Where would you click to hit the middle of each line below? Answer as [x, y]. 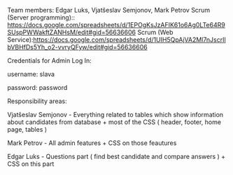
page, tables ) [27, 129]
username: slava [31, 74]
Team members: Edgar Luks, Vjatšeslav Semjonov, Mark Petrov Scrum [109, 10]
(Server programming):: [41, 17]
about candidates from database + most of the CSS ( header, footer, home [114, 122]
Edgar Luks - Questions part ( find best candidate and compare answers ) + [116, 157]
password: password [37, 87]
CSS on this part [31, 164]
